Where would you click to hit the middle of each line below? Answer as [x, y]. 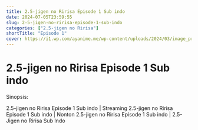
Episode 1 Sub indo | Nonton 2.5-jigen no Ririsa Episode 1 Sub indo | [88, 114]
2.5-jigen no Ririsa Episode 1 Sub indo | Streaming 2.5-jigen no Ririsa [90, 108]
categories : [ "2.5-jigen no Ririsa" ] [52, 28]
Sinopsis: [17, 96]
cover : [14, 39]
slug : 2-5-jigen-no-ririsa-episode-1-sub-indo [64, 22]
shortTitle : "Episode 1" [37, 34]
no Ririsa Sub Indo [43, 121]
